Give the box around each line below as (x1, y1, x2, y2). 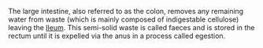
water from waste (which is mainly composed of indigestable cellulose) (8, 15, 239, 24)
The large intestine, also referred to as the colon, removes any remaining (8, 7, 244, 15)
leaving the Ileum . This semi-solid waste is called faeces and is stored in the (8, 23, 255, 32)
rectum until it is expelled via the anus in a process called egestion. (8, 31, 226, 40)
